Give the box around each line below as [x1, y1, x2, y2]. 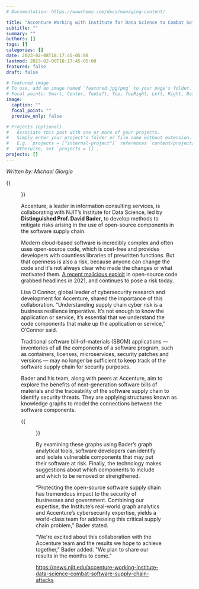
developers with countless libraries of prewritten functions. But [21, 251, 175, 259]
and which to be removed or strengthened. [36, 472, 140, 479]
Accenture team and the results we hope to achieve [36, 539, 162, 547]
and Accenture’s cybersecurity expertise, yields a [36, 509, 157, 516]
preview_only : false [11, 113, 62, 119]
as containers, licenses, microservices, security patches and [21, 350, 169, 357]
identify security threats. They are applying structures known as [21, 393, 177, 401]
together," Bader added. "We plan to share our [36, 546, 149, 553]
